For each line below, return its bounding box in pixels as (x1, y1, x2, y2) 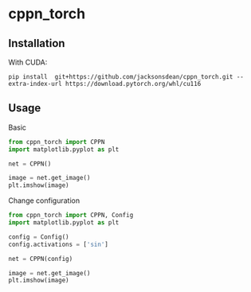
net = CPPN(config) (8, 255, 73, 263)
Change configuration (8, 196, 80, 205)
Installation (8, 37, 65, 50)
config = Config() (8, 232, 69, 241)
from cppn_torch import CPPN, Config (8, 212, 134, 220)
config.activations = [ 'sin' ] (8, 240, 109, 248)
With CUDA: (8, 57, 48, 67)
